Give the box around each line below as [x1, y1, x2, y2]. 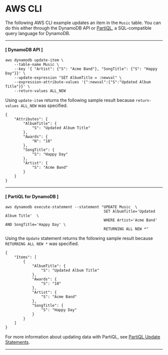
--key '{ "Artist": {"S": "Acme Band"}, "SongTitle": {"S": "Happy [14, 66, 157, 72]
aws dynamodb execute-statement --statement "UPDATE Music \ [5, 204, 137, 210]
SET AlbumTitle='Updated [103, 209, 155, 214]
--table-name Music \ [14, 62, 59, 67]
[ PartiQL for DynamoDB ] [5, 193, 59, 199]
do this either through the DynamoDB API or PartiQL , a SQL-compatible [5, 25, 151, 31]
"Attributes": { [14, 116, 48, 122]
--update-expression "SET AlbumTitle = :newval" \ [14, 75, 122, 80]
